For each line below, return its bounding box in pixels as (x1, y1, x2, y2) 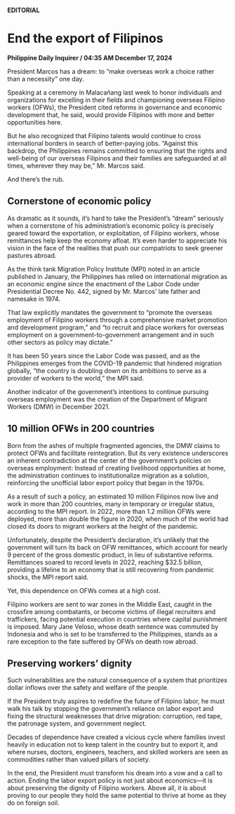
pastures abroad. (7, 251, 57, 259)
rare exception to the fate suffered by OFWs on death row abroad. (7, 637, 198, 646)
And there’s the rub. (7, 175, 65, 183)
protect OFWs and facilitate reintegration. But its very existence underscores (7, 449, 229, 457)
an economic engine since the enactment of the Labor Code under (7, 280, 200, 288)
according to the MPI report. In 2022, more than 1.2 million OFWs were (7, 507, 211, 515)
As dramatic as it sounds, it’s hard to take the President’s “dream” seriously (7, 214, 224, 222)
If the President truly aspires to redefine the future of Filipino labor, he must (7, 697, 225, 705)
